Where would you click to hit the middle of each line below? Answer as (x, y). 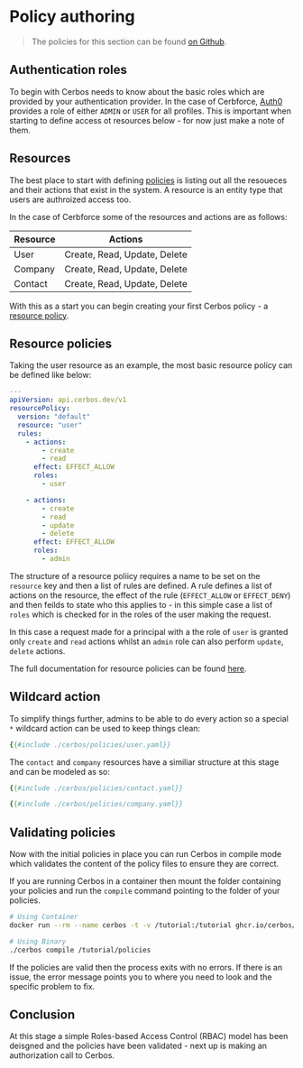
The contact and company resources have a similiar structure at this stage (144, 762)
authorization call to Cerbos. (62, 1055)
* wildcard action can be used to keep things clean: (105, 728)
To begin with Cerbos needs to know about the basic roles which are (137, 91)
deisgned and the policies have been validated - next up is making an (138, 1046)
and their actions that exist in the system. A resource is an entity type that (146, 189)
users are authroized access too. (70, 199)
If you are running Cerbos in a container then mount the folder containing (145, 881)
